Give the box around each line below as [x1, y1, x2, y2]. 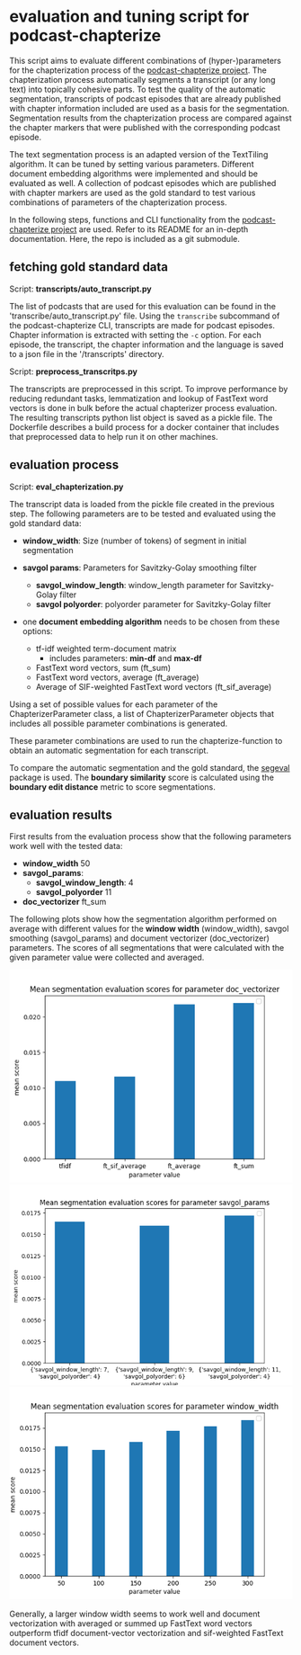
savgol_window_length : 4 [35, 877, 134, 888]
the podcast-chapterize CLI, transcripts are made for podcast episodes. [9, 319, 276, 330]
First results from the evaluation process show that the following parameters [9, 831, 292, 842]
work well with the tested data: [9, 841, 123, 852]
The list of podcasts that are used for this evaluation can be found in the [9, 300, 277, 311]
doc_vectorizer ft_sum [22, 897, 107, 908]
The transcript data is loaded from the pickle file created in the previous [9, 498, 275, 509]
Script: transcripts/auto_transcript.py [9, 283, 152, 294]
